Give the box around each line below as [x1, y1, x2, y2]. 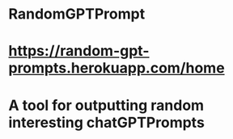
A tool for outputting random [8, 96, 205, 114]
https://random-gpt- [8, 42, 150, 61]
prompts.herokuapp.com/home [8, 59, 225, 78]
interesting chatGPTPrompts [8, 113, 205, 132]
